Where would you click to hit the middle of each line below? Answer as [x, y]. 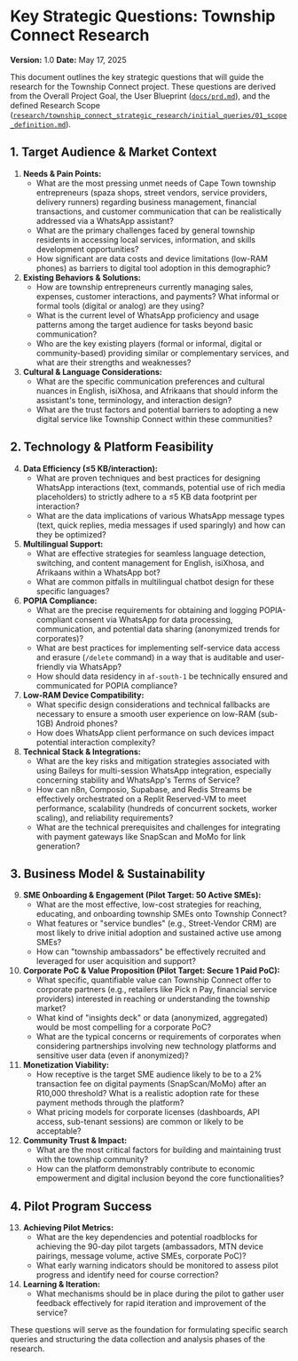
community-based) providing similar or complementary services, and [162, 353]
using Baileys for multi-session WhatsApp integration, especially [153, 770]
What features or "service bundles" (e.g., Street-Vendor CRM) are [157, 923]
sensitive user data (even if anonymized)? [112, 1055]
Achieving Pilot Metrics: [68, 1228]
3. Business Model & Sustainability [108, 874]
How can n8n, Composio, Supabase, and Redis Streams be [144, 789]
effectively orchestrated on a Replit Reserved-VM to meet [141, 799]
